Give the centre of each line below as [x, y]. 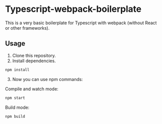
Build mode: [17, 107]
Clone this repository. [34, 55]
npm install [17, 70]
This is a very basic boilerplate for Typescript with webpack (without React [81, 23]
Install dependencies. [34, 61]
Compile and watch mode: [32, 89]
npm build [15, 116]
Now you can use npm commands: [48, 79]
